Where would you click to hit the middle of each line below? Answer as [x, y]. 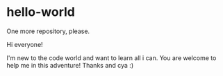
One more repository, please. [48, 31]
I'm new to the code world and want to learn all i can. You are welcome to [111, 58]
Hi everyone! [25, 44]
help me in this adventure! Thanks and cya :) [70, 65]
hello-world [41, 12]
